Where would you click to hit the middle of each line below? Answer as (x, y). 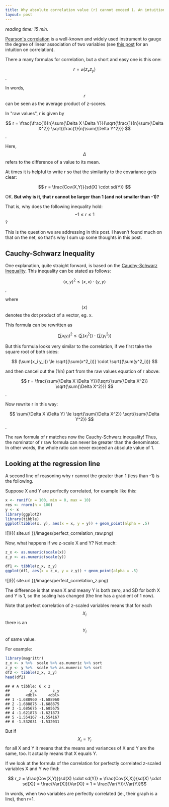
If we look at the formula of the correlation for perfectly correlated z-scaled (83, 763)
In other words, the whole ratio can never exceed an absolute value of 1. (80, 448)
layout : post (19, 15)
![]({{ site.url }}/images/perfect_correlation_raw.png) (59, 533)
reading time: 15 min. (27, 29)
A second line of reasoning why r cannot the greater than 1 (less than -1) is (82, 476)
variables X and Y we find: (32, 769)
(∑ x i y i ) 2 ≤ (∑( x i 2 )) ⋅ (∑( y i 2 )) (84, 336)
